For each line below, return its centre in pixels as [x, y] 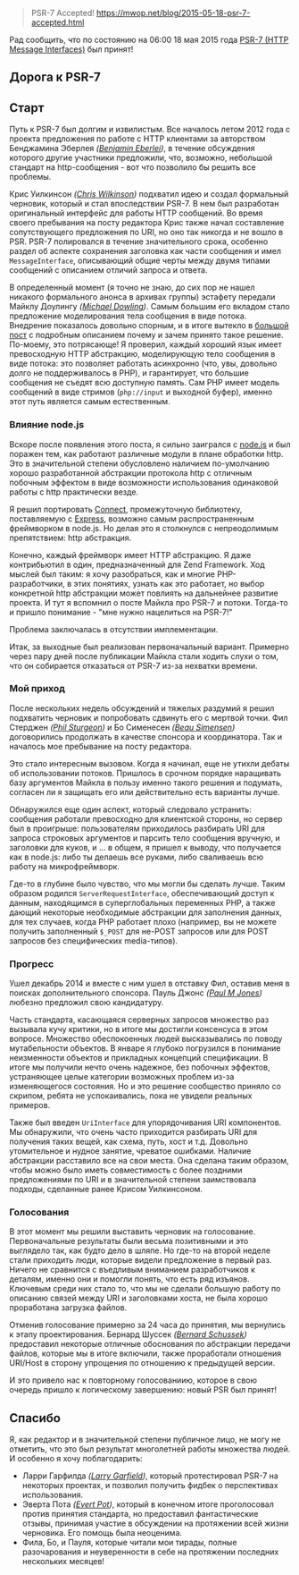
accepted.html [58, 22]
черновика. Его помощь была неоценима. [102, 1533]
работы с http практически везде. [74, 492]
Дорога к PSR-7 [55, 77]
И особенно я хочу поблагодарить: [76, 1459]
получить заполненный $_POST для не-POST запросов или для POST [139, 931]
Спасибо [35, 1418]
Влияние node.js [47, 425]
